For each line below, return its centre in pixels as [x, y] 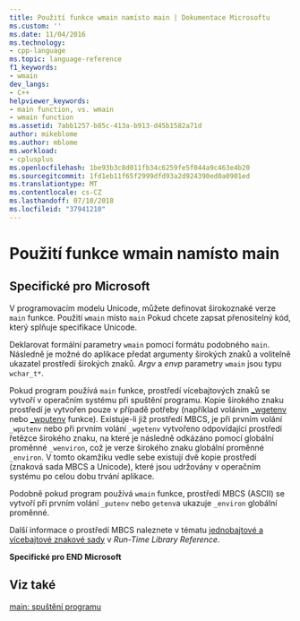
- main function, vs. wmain [62, 109]
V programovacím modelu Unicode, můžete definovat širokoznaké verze [142, 308]
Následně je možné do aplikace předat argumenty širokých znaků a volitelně [150, 354]
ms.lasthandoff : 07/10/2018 [62, 201]
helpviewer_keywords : [50, 101]
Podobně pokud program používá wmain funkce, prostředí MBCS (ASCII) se [147, 493]
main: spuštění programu [55, 607]
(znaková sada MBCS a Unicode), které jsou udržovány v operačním [135, 466]
